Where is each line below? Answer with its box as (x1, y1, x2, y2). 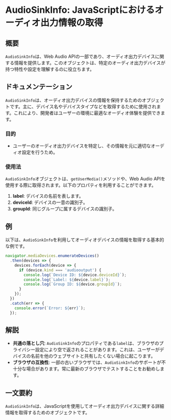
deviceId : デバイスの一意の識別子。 (12, 199, 88, 205)
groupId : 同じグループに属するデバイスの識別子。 (12, 206, 117, 212)
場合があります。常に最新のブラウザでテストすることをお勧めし (26, 366, 160, 372)
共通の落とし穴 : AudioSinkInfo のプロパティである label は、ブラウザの (12, 340, 159, 346)
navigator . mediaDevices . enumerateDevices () (5, 253, 100, 259)
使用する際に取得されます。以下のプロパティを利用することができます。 (5, 182, 157, 189)
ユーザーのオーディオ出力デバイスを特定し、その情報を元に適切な (12, 143, 152, 149)
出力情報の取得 (40, 17, 104, 29)
